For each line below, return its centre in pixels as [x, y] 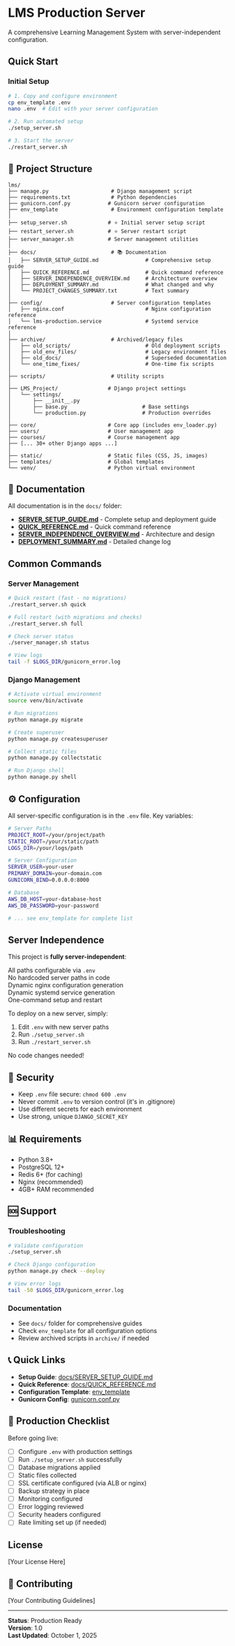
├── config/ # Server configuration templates [109, 303]
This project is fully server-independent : [67, 957]
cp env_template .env [39, 103]
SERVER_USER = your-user [41, 867]
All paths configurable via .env [52, 970]
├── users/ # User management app [91, 431]
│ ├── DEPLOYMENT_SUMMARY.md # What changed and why [111, 284]
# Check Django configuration [52, 1265]
